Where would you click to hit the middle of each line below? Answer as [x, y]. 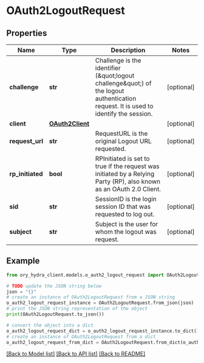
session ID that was [123, 206]
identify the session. [124, 114]
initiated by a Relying [125, 174]
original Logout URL [123, 141]
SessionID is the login [126, 199]
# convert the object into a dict [50, 325]
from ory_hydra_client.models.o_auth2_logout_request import [85, 275]
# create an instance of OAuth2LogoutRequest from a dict [81, 337]
